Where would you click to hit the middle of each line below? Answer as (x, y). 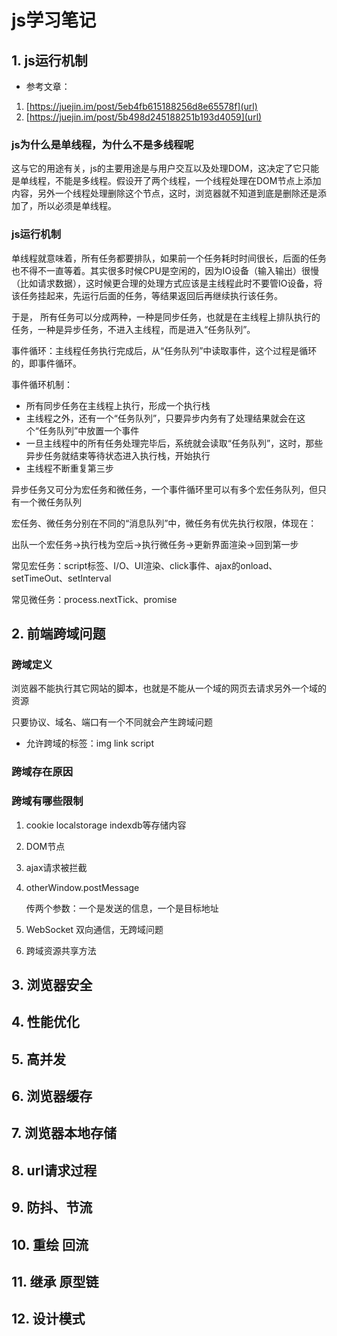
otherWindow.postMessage (82, 887)
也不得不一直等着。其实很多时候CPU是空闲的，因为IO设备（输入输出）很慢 (165, 270)
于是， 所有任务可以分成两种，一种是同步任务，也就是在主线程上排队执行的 (166, 317)
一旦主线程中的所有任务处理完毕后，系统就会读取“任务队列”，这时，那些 (174, 443)
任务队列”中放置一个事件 (89, 430)
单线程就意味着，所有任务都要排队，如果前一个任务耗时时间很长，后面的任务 (169, 258)
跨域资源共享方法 (61, 950)
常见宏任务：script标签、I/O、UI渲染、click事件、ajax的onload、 (144, 565)
